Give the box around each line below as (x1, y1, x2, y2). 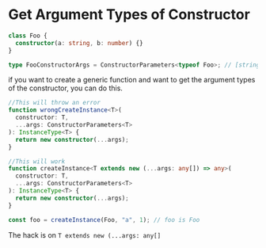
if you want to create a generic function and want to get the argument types (8, 75, 256, 85)
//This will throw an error (8, 99, 101, 107)
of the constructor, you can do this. (8, 83, 123, 93)
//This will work (8, 157, 66, 166)
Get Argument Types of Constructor (8, 6, 251, 24)
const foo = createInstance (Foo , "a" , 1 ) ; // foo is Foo (8, 216, 200, 223)
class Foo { (8, 32, 47, 40)
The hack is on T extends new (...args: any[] (8, 230, 161, 239)
